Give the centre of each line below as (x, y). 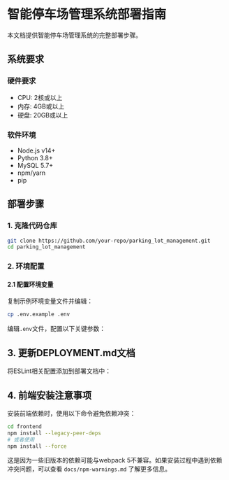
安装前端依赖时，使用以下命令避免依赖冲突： (72, 413)
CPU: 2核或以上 (40, 97)
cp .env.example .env (39, 315)
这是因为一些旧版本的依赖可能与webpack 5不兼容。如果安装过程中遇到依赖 (115, 460)
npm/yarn (31, 173)
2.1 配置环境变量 (30, 284)
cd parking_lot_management (46, 247)
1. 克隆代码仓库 (32, 226)
